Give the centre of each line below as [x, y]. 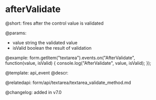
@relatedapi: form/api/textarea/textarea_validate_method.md [68, 82]
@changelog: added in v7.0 [33, 92]
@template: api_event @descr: [37, 73]
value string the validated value [45, 42]
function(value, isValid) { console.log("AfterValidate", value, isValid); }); [78, 63]
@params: [16, 33]
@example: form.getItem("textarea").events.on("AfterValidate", [70, 58]
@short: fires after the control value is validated [55, 23]
